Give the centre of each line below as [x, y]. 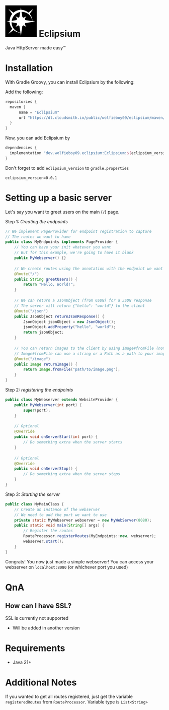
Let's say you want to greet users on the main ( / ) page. [62, 212]
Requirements [35, 648]
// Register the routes [48, 531]
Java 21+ [22, 662]
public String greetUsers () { [46, 279]
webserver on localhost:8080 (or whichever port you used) [67, 567]
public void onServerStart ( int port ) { [56, 437]
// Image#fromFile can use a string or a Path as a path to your [84, 353]
